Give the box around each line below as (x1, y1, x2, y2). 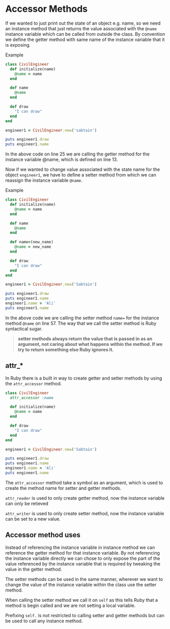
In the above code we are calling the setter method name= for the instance (5, 314, 159, 321)
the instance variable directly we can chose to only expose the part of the (5, 555, 160, 561)
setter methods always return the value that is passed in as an (17, 336, 153, 342)
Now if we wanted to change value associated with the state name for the (5, 166, 160, 172)
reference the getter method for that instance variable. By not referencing (5, 549, 160, 556)
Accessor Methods (5, 3, 88, 15)
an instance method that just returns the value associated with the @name (5, 25, 157, 31)
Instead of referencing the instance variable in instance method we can (5, 544, 155, 551)
